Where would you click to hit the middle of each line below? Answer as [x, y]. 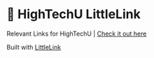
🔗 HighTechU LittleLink [73, 14]
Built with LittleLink [34, 47]
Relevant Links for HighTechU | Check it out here [77, 34]
